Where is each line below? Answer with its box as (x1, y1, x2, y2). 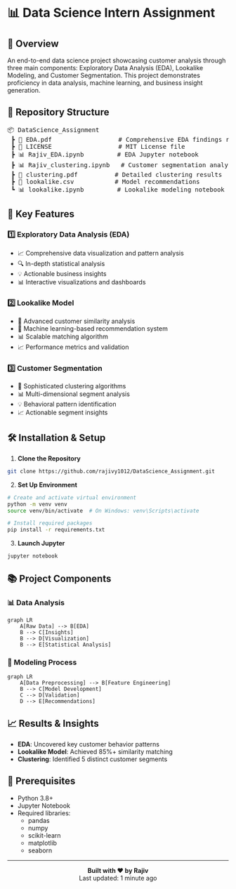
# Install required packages (7, 520, 93, 527)
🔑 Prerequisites (7, 775, 76, 787)
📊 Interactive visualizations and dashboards (17, 277, 146, 286)
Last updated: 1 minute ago (79, 874, 157, 882)
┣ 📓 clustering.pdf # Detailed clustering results (11, 171, 223, 178)
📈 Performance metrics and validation (17, 343, 129, 351)
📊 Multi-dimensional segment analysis (17, 390, 130, 398)
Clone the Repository (17, 454, 81, 463)
